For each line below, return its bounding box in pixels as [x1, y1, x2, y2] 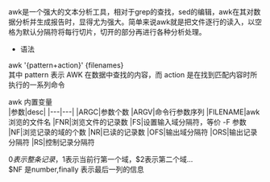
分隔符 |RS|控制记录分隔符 [8, 138, 95, 147]
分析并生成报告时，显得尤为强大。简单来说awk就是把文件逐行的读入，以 [15, 17, 255, 27]
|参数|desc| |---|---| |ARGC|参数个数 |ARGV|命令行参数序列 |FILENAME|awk [8, 107, 260, 117]
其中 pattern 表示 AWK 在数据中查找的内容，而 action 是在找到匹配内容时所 [8, 70, 258, 79]
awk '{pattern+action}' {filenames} [8, 60, 124, 70]
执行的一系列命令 [8, 80, 65, 89]
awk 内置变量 [8, 97, 52, 106]
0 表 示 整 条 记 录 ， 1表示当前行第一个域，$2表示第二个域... [8, 155, 193, 163]
